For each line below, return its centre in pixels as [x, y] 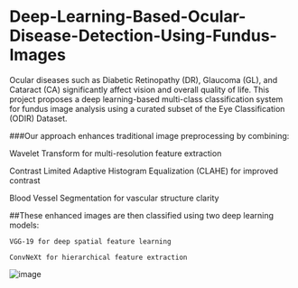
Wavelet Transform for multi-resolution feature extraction [116, 153]
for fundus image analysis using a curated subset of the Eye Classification [147, 108]
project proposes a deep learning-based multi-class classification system [146, 99]
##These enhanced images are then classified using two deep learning [141, 215]
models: [24, 225]
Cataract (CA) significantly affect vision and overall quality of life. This [140, 89]
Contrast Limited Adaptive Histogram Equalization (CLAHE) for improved [144, 171]
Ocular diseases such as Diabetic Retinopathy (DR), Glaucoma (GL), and [144, 79]
